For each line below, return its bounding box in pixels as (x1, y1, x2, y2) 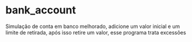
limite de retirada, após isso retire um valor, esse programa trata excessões (5, 29, 186, 36)
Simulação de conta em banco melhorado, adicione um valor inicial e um (5, 23, 180, 30)
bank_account (5, 3, 76, 17)
